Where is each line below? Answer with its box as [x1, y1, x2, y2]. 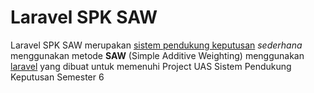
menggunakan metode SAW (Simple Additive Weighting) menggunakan [10, 49, 305, 61]
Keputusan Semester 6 [10, 71, 105, 83]
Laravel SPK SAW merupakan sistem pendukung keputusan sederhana [10, 39, 303, 51]
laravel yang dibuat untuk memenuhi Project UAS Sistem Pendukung [10, 60, 292, 72]
